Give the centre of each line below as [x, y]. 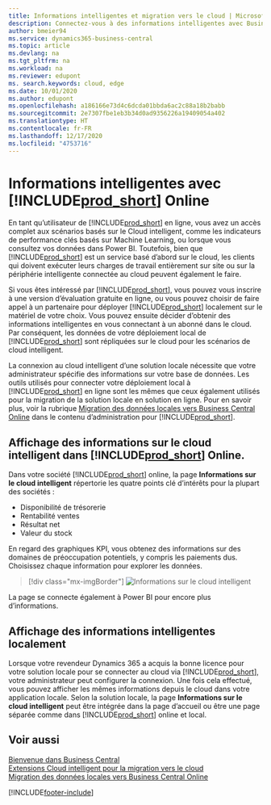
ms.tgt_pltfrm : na [39, 61]
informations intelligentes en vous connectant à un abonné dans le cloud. [130, 325]
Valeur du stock [46, 533]
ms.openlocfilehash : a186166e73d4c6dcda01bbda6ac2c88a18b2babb [117, 106]
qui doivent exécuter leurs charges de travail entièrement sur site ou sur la [132, 266]
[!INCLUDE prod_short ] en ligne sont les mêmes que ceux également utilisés [134, 392]
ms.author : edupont [41, 99]
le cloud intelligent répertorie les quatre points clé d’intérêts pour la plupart [134, 483]
